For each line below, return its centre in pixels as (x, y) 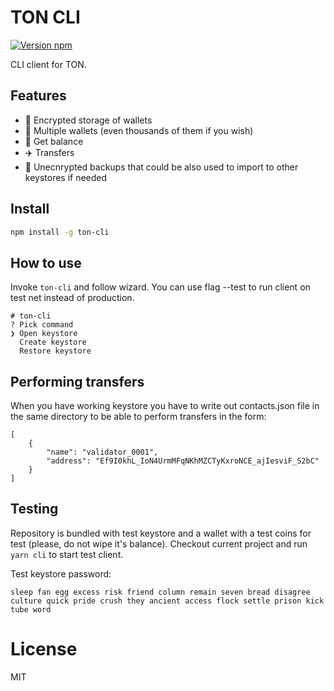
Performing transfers (77, 381)
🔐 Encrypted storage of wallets (88, 120)
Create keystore (53, 342)
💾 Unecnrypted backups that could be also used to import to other (161, 167)
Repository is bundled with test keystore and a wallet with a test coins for (161, 533)
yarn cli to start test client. (67, 554)
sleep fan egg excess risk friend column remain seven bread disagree (160, 592)
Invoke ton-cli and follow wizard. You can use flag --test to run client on (160, 287)
